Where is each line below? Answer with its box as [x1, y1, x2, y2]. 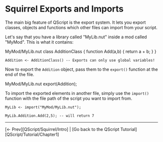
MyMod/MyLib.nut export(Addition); [5, 81, 77, 87]
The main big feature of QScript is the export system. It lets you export [5, 19, 146, 25]
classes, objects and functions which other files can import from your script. [5, 24, 158, 30]
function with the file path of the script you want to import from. [5, 95, 132, 101]
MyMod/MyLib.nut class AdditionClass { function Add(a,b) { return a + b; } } [5, 48, 157, 54]
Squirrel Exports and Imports [5, 3, 124, 15]
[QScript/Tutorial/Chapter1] [5, 131, 59, 137]
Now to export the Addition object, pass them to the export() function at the [5, 66, 158, 72]
